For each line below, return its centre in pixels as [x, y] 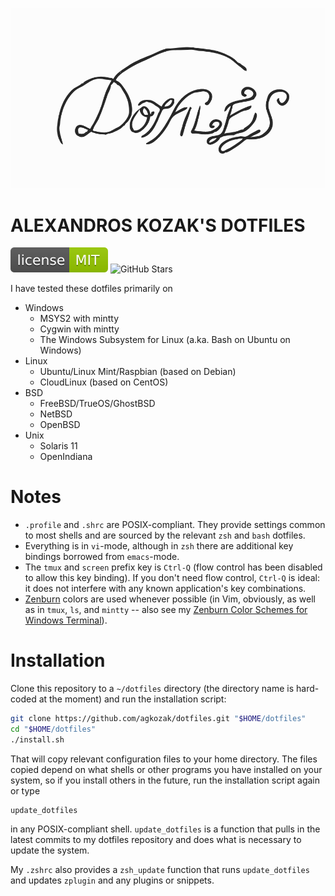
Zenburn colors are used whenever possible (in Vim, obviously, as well [170, 599]
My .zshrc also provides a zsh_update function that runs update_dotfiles [160, 869]
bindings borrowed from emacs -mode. [102, 557]
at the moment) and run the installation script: [132, 699]
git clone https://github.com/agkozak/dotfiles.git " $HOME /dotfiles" [158, 719]
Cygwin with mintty [79, 329]
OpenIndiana [66, 457]
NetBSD [56, 414]
